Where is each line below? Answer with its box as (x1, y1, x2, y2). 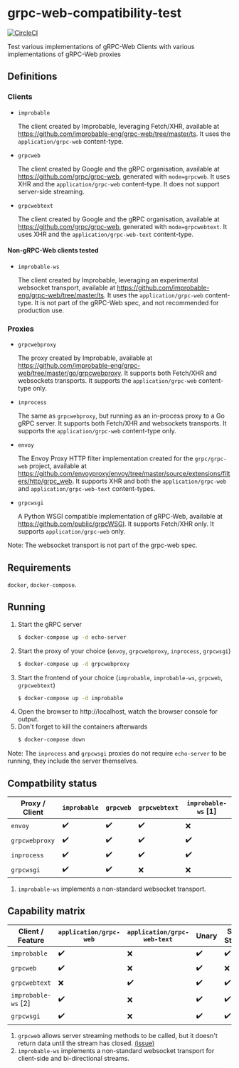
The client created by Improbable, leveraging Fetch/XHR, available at (17, 122, 220, 130)
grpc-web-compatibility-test (7, 5, 182, 21)
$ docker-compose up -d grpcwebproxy (17, 660, 130, 667)
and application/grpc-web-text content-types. (17, 485, 156, 493)
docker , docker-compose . (7, 580, 77, 588)
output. (17, 715, 39, 724)
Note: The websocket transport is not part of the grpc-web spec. (7, 541, 198, 549)
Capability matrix (7, 905, 86, 917)
